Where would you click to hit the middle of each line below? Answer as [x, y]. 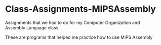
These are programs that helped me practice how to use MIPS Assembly [79, 37]
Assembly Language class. [33, 27]
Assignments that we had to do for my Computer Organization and [73, 22]
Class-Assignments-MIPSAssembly [80, 9]
